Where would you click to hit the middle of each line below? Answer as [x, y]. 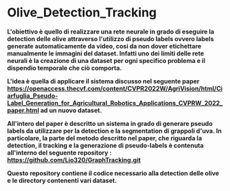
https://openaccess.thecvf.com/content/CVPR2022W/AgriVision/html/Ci [115, 88]
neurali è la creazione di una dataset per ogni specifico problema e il [106, 60]
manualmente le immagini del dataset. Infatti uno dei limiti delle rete [106, 53]
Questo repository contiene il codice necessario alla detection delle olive [113, 173]
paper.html [23, 110]
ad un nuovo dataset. [71, 110]
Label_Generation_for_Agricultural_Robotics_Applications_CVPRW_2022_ [115, 103]
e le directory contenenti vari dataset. [62, 180]
